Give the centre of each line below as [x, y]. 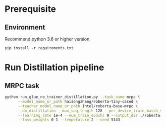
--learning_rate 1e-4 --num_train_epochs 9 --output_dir [78, 115]
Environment [25, 27]
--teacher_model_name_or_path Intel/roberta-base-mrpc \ [78, 106]
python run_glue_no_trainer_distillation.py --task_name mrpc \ [72, 97]
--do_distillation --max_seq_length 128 [60, 111]
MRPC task [22, 85]
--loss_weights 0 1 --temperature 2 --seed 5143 [69, 120]
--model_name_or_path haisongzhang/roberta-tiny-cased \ [78, 101]
